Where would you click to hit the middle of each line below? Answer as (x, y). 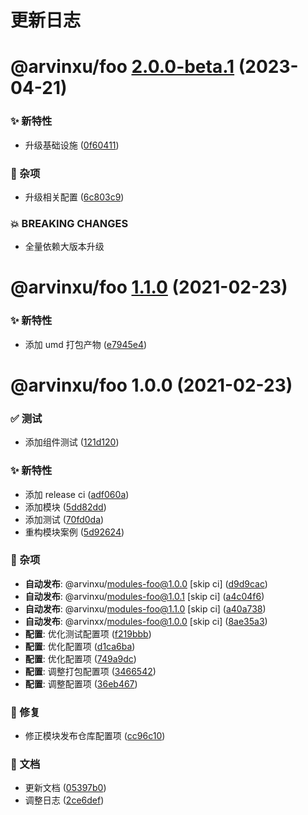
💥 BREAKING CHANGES (69, 223)
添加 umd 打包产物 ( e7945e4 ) (86, 344)
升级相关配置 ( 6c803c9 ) (74, 197)
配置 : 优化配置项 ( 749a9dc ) (80, 658)
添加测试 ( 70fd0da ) (64, 519)
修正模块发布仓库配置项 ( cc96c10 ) (95, 736)
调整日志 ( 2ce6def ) (64, 800)
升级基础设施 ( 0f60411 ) (72, 145)
